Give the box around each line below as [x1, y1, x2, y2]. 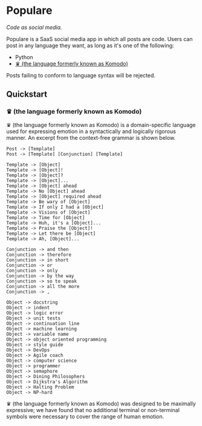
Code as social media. [6, 24, 62, 31]
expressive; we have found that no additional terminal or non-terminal [6, 406, 180, 413]
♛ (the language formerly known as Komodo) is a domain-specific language [6, 121, 196, 128]
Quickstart [6, 89, 48, 100]
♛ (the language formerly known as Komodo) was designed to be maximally [6, 400, 197, 407]
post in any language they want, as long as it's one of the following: [6, 42, 174, 49]
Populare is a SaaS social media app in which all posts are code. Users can [6, 35, 193, 42]
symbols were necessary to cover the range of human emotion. [6, 413, 165, 420]
